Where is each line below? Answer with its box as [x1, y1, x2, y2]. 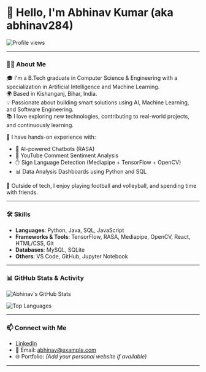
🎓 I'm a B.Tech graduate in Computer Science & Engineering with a [6, 74, 178, 82]
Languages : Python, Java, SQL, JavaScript [15, 227, 124, 234]
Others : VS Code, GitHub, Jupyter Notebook [15, 252, 128, 260]
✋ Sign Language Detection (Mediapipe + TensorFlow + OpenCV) [15, 159, 181, 166]
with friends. [6, 188, 39, 196]
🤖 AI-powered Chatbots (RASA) [15, 145, 95, 153]
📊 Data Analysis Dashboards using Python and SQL [15, 168, 147, 176]
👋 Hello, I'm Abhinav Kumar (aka [6, 6, 174, 20]
